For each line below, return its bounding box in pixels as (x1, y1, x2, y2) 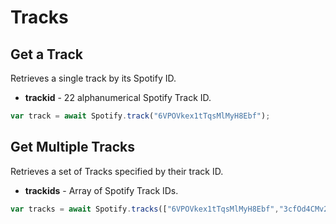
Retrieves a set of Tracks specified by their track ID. (10, 165, 224, 177)
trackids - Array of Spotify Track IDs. (24, 184, 179, 196)
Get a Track (10, 46, 83, 63)
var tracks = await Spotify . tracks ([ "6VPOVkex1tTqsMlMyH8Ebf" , (10, 204, 280, 214)
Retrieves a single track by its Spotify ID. (10, 72, 177, 84)
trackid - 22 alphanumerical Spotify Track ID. (24, 92, 212, 103)
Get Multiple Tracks (10, 139, 135, 156)
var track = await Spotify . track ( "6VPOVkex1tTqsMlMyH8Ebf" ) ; (10, 111, 271, 121)
